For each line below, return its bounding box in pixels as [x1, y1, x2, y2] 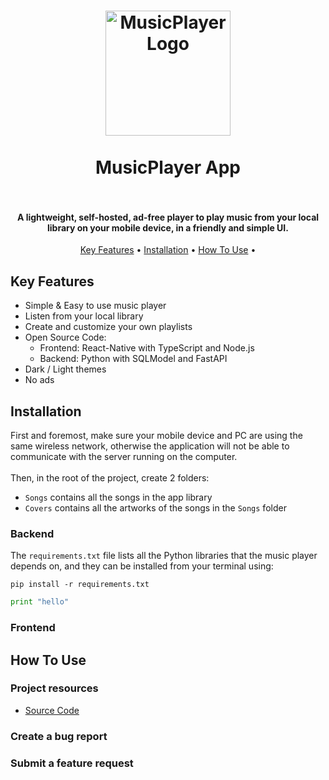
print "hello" [10, 597, 70, 607]
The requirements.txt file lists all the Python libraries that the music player [10, 550, 318, 562]
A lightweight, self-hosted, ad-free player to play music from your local [16, 211, 320, 223]
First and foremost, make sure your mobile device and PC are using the [10, 430, 303, 442]
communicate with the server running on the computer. [10, 451, 238, 463]
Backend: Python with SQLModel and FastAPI [39, 353, 228, 365]
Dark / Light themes [24, 363, 107, 375]
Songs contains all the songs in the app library [24, 491, 213, 504]
